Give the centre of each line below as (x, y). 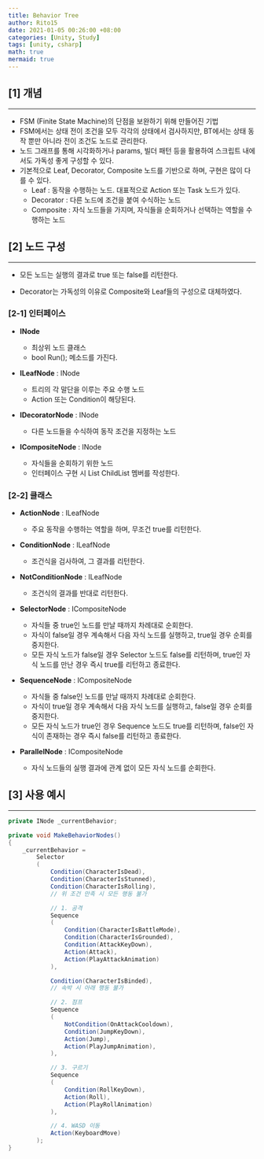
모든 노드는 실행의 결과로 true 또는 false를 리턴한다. (99, 274)
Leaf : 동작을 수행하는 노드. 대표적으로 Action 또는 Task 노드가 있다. (136, 190)
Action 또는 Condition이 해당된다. (83, 399)
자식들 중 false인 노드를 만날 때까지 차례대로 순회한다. (114, 697)
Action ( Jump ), (87, 1039)
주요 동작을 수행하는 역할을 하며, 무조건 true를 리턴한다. (116, 529)
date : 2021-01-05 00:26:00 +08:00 (65, 30)
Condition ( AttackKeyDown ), (108, 945)
